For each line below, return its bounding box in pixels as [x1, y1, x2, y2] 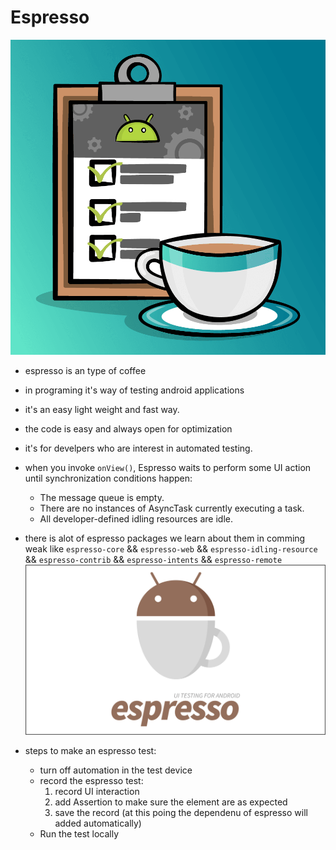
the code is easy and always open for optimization [24, 422, 233, 435]
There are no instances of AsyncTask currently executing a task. [39, 502, 305, 514]
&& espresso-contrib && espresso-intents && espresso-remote [24, 553, 283, 565]
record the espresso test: [39, 775, 144, 787]
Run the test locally [39, 828, 120, 840]
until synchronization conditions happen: [24, 472, 193, 484]
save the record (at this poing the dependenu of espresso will [54, 807, 308, 819]
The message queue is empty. [39, 491, 165, 503]
